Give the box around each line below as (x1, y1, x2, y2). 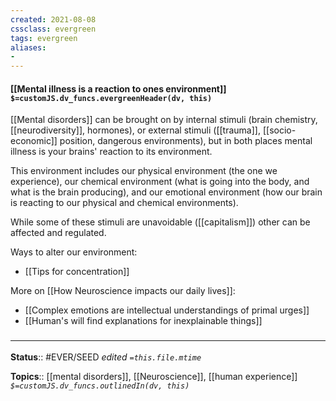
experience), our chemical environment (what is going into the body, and (10, 176, 310, 188)
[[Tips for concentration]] (24, 266, 130, 278)
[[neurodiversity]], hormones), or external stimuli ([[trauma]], (10, 124, 261, 136)
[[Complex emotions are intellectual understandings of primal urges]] (24, 304, 310, 316)
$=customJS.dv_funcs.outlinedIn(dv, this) (10, 381, 190, 391)
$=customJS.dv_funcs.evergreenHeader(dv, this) (10, 93, 213, 103)
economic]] (10, 135, 58, 147)
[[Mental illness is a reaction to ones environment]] (10, 82, 227, 95)
